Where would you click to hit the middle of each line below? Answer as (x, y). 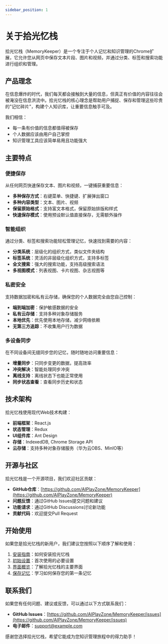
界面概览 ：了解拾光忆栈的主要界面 (47, 567)
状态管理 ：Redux (30, 429)
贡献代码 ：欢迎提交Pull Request (45, 513)
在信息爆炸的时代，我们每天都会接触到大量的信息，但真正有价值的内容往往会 (84, 94)
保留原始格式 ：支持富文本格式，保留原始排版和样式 (65, 208)
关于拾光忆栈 (32, 36)
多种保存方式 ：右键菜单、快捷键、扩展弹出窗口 (60, 196)
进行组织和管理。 (23, 64)
